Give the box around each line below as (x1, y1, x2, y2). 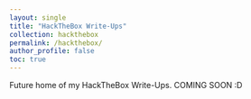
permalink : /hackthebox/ (9, 38, 103, 48)
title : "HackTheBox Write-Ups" (9, 22, 127, 31)
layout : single (9, 13, 67, 22)
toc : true (9, 55, 47, 64)
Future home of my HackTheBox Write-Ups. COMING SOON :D (9, 80, 243, 90)
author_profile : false (9, 47, 95, 56)
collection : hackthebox (9, 30, 99, 39)
